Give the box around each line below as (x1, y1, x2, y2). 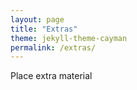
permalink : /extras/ (10, 42, 97, 53)
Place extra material (10, 70, 93, 82)
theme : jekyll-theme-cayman (10, 33, 128, 43)
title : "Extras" (10, 24, 78, 34)
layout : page (10, 14, 65, 25)
